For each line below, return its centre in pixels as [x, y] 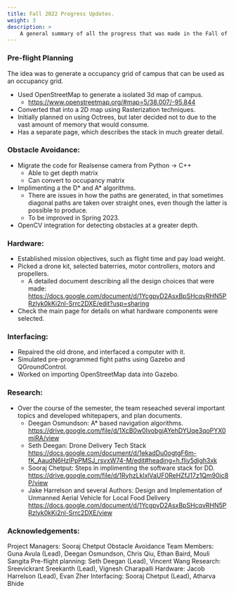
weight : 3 [22, 20]
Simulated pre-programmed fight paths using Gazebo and [101, 359]
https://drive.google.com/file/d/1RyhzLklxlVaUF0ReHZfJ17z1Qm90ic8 [128, 475]
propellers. [33, 274]
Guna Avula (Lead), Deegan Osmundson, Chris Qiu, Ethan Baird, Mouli [109, 554]
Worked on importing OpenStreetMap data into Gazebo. [98, 374]
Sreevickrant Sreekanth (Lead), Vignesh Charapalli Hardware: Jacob [106, 569]
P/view [38, 483]
